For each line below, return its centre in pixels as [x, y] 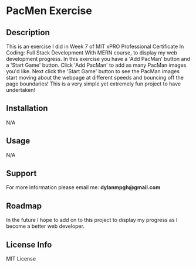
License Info [29, 244]
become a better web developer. [45, 226]
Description [28, 32]
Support [21, 174]
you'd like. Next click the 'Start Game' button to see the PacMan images [93, 71]
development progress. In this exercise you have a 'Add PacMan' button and [98, 59]
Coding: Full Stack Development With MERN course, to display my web [92, 53]
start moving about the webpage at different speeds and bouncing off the [95, 78]
